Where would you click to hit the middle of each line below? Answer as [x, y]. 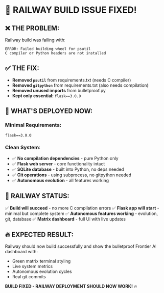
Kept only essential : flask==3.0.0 [47, 96]
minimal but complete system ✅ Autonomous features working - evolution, [82, 213]
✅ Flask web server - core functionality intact [59, 163]
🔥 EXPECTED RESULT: [39, 235]
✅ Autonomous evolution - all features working [60, 180]
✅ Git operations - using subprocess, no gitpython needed [72, 175]
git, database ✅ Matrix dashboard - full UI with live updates [65, 219]
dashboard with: [22, 252]
